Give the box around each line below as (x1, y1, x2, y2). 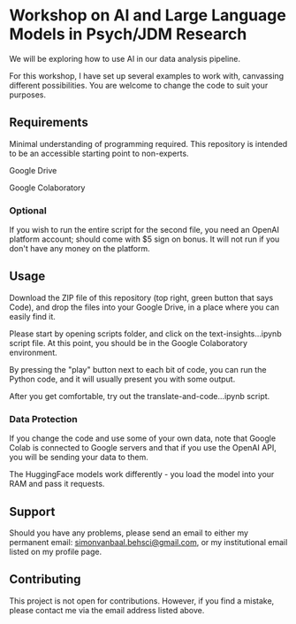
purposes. (9, 89, 47, 100)
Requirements (9, 115, 88, 130)
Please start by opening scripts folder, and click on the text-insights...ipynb (9, 328, 282, 339)
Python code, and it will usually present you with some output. (9, 374, 236, 384)
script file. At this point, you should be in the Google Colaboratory (9, 337, 248, 348)
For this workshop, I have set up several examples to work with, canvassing (9, 70, 285, 81)
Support (9, 504, 56, 519)
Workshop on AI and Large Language (9, 5, 287, 26)
